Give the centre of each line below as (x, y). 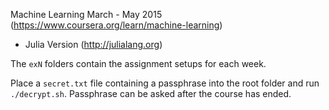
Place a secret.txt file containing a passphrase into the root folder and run (165, 83)
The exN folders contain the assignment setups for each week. (138, 63)
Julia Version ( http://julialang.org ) (93, 44)
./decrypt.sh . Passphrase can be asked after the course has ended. (151, 93)
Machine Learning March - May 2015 (86, 14)
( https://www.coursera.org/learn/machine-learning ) (116, 25)
